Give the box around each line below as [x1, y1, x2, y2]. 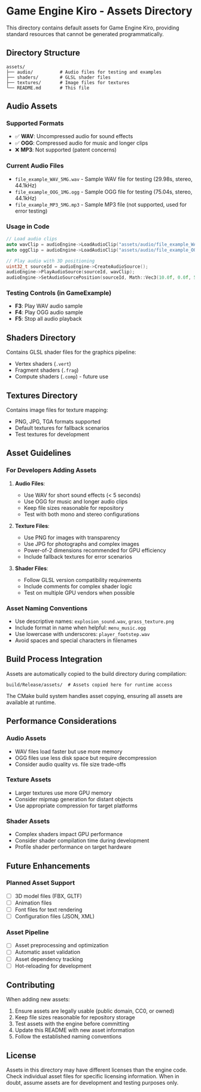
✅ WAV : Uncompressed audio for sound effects [14, 133, 133, 140]
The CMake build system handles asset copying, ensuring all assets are [6, 692, 183, 699]
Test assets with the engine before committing [14, 1020, 130, 1028]
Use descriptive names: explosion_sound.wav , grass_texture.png [14, 617, 175, 625]
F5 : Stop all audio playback [14, 315, 82, 323]
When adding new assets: [6, 996, 70, 1003]
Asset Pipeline [6, 928, 49, 936]
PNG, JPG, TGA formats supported [14, 418, 100, 425]
